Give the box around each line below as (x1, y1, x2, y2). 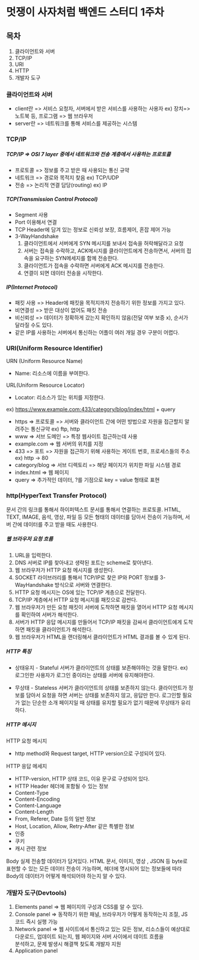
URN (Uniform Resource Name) (6, 358, 83, 365)
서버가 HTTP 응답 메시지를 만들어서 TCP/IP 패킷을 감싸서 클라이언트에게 (14, 618, 182, 626)
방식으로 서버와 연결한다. (54, 581, 112, 588)
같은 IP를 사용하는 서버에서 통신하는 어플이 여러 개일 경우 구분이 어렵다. (14, 329, 180, 336)
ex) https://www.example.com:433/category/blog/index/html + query (6, 406, 176, 413)
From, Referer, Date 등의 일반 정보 (14, 815, 96, 822)
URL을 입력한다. (14, 551, 52, 558)
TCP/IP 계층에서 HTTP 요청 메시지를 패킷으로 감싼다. (14, 596, 138, 603)
